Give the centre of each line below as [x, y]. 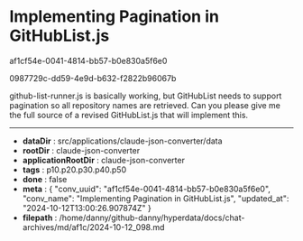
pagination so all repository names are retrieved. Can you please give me [145, 105]
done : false [45, 179]
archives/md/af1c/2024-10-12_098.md [93, 227]
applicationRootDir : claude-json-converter [103, 160]
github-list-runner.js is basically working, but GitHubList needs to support [146, 96]
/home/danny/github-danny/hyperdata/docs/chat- [152, 218]
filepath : [40, 218]
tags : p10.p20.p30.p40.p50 [74, 170]
